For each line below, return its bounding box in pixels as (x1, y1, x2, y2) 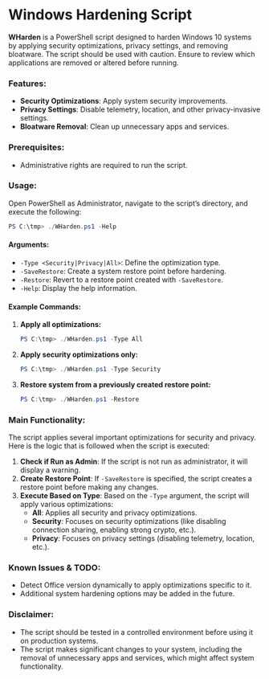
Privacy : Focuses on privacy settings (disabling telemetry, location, (31, 534, 255, 543)
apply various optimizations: (19, 500, 114, 509)
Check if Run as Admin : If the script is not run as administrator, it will (19, 456, 248, 467)
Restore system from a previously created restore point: (19, 379, 211, 389)
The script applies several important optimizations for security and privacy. (8, 432, 257, 443)
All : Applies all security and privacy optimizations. (31, 508, 198, 517)
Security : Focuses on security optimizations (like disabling (31, 517, 226, 526)
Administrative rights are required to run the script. (19, 160, 188, 170)
